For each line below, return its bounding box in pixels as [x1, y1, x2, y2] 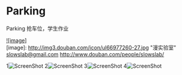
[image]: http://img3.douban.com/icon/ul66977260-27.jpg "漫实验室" [6, 44, 177, 51]
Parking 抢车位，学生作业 [6, 25, 69, 32]
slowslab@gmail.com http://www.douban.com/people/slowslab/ [6, 50, 165, 58]
